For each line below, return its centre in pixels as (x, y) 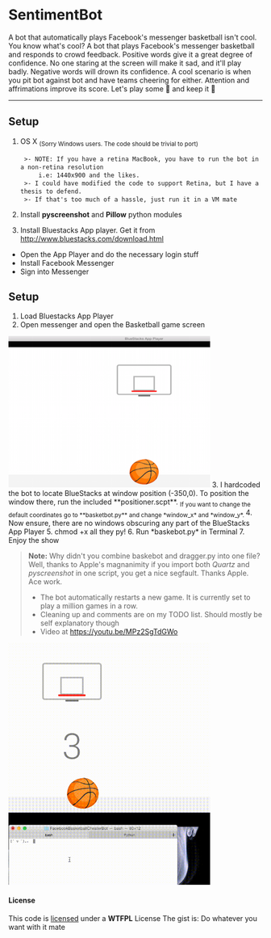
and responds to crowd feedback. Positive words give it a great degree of (131, 54)
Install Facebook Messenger (67, 263)
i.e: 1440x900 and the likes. (89, 175)
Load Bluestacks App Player (67, 316)
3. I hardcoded (236, 485)
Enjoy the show (34, 540)
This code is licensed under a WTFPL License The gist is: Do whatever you (133, 918)
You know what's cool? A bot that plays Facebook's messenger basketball (132, 45)
